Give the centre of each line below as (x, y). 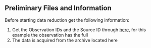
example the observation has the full (50, 35)
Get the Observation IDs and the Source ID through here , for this (79, 30)
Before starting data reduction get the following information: (67, 20)
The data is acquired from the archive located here (65, 40)
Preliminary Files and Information (58, 8)
